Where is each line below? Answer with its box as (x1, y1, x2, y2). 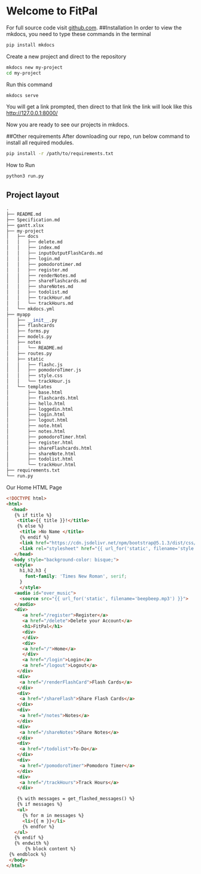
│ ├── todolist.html (6, 456, 74, 462)
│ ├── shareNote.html (6, 450, 77, 456)
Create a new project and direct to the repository (6, 53, 127, 60)
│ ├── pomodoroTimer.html (6, 434, 87, 440)
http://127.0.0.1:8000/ (6, 110, 58, 117)
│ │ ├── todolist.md (6, 289, 68, 295)
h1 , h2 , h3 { (19, 568, 47, 574)
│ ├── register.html (6, 439, 74, 446)
